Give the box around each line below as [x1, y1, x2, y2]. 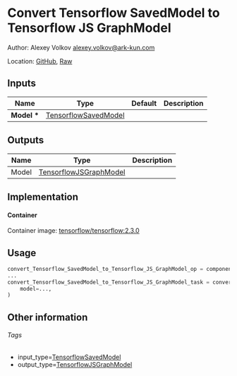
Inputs [7, 78, 37, 90]
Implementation [7, 190, 79, 202]
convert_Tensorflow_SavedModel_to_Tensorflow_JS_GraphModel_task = [7, 279, 210, 286]
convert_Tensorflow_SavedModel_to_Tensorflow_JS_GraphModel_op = [7, 265, 203, 272]
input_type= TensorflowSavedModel [17, 353, 121, 361]
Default [131, 98, 157, 108]
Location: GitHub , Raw [7, 56, 73, 65]
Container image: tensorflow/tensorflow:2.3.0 [7, 226, 140, 235]
